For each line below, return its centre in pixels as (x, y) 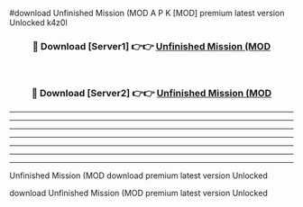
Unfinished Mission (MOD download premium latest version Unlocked (138, 175)
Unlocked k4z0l (38, 22)
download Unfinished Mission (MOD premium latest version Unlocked (138, 193)
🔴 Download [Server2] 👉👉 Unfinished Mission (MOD (151, 94)
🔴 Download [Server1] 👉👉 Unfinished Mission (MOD (151, 46)
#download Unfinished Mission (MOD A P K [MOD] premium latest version (147, 13)
